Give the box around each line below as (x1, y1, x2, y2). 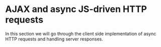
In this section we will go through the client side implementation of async (5, 30, 156, 36)
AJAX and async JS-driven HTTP (5, 3, 147, 15)
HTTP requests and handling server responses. (5, 36, 103, 42)
